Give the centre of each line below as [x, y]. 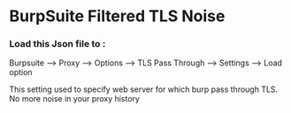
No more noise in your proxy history [74, 99]
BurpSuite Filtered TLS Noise [117, 16]
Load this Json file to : [57, 44]
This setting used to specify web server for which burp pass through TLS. [144, 89]
